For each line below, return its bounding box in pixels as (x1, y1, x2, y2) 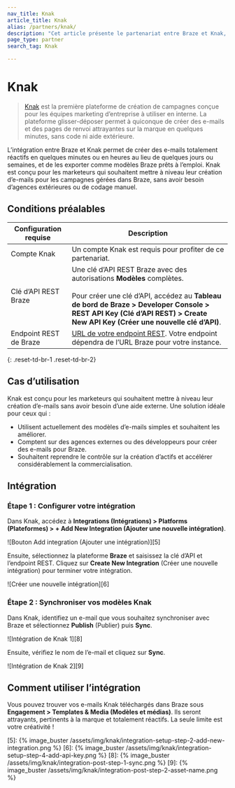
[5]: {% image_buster (7, 736, 69, 745)
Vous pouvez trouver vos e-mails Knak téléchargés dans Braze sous (7, 700, 204, 709)
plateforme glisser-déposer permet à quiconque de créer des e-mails (24, 117, 225, 125)
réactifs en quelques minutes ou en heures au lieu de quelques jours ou (7, 153, 213, 161)
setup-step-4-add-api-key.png (7, 751, 97, 760)
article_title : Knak (7, 17, 68, 24)
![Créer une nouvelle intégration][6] (7, 580, 110, 588)
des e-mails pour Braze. (17, 445, 87, 453)
